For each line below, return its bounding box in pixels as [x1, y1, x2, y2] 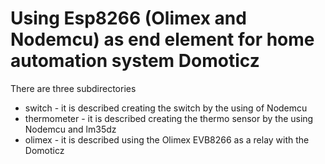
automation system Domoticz [10, 50, 260, 72]
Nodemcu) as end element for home [10, 28, 315, 51]
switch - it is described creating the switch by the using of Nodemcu [24, 102, 308, 114]
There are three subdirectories [10, 82, 137, 94]
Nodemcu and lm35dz [24, 123, 117, 135]
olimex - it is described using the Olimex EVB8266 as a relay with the [24, 133, 310, 146]
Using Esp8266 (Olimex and [10, 7, 247, 30]
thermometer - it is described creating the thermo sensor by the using [24, 112, 314, 124]
